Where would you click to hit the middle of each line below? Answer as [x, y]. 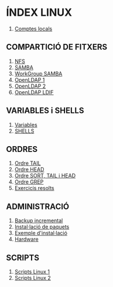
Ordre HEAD [29, 170]
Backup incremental [39, 221]
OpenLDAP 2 [30, 86]
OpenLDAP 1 [30, 79]
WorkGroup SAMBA [38, 74]
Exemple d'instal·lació [41, 233]
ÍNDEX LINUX [39, 13]
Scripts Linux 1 [32, 272]
